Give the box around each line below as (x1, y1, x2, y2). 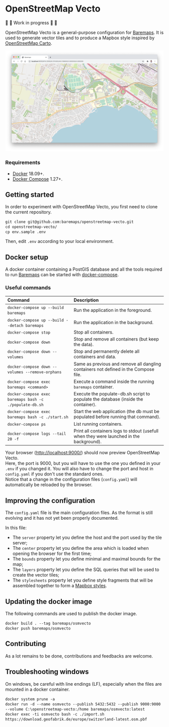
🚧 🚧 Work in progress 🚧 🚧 (5, 20, 58, 26)
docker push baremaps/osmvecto (5, 626, 71, 631)
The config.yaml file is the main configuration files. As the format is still (5, 510, 153, 516)
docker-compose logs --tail (7, 431, 66, 437)
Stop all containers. (73, 329, 114, 335)
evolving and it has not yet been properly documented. (5, 515, 119, 521)
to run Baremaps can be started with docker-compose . (5, 272, 119, 278)
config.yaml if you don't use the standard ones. (5, 471, 104, 477)
